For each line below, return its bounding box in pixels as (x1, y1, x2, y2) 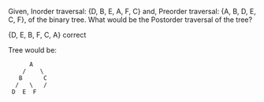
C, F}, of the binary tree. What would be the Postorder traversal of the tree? (8, 15, 253, 24)
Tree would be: (8, 46, 58, 54)
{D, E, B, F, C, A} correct (8, 31, 87, 39)
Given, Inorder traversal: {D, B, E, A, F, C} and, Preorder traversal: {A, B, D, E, (8, 7, 256, 16)
